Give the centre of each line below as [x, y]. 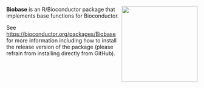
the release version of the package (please [60, 47]
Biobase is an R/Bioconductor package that [61, 9]
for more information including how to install [62, 40]
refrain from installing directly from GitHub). [61, 53]
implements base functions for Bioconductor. [63, 16]
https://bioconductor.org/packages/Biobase [61, 34]
